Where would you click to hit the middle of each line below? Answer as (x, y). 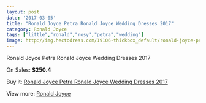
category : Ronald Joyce (37, 29)
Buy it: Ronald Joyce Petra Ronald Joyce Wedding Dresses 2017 (87, 82)
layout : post (23, 12)
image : (15, 40)
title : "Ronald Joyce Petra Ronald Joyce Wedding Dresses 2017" (90, 23)
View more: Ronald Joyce (39, 93)
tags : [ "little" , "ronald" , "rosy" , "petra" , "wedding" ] (75, 35)
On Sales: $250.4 (29, 70)
